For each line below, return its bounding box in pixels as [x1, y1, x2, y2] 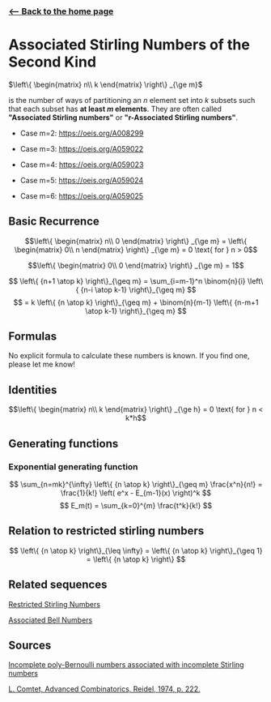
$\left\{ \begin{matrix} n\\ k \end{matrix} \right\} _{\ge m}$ [8, 79, 203, 89]
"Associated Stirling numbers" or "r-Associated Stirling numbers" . [8, 112, 239, 122]
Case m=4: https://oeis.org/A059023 [19, 160, 144, 169]
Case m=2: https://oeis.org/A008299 [19, 128, 144, 138]
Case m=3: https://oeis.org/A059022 [19, 143, 144, 153]
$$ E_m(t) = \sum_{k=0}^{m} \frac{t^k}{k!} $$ [59, 500, 213, 510]
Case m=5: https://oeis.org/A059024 [19, 175, 144, 185]
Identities [8, 383, 57, 396]
